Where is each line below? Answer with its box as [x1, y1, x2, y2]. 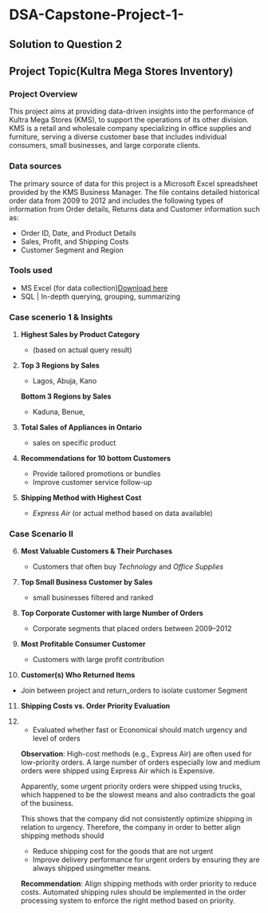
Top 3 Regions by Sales [20, 361, 100, 371]
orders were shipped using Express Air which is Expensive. [20, 766, 215, 776]
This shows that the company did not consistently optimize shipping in [20, 814, 253, 824]
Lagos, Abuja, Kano [32, 376, 97, 386]
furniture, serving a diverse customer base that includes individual [9, 132, 227, 141]
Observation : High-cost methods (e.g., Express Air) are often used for [20, 749, 252, 759]
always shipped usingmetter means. [32, 863, 152, 873]
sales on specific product [32, 438, 116, 448]
